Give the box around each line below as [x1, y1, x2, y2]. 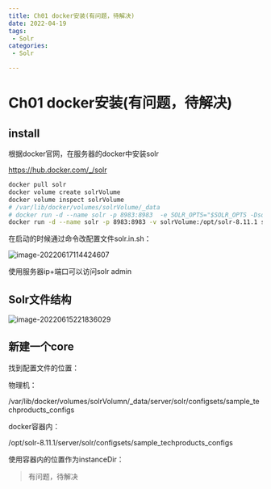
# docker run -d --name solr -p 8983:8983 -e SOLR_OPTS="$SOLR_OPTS [8, 211, 248, 219]
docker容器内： [8, 421, 60, 431]
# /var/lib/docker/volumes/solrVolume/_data [8, 203, 161, 211]
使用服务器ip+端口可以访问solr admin [8, 267, 131, 276]
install [8, 126, 40, 140]
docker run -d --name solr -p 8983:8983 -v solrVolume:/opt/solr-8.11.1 [8, 218, 258, 226]
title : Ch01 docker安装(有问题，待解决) [8, 11, 135, 20]
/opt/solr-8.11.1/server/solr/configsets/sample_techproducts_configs [8, 437, 234, 447]
